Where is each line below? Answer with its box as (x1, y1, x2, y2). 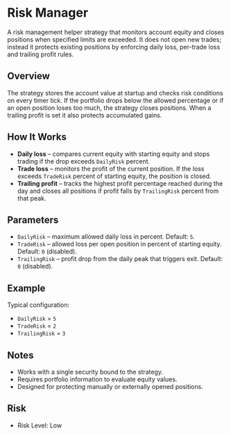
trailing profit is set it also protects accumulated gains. (7, 111, 162, 119)
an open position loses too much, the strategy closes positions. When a (7, 103, 212, 112)
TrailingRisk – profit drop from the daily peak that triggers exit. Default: (17, 255, 223, 263)
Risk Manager (7, 5, 89, 21)
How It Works (7, 131, 67, 143)
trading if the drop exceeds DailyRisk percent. (17, 157, 151, 165)
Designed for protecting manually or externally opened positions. (17, 383, 203, 390)
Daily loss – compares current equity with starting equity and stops (17, 150, 210, 158)
